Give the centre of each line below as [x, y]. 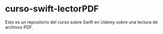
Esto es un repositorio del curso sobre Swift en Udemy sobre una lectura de [81, 22]
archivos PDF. [19, 27]
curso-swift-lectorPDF [52, 9]
